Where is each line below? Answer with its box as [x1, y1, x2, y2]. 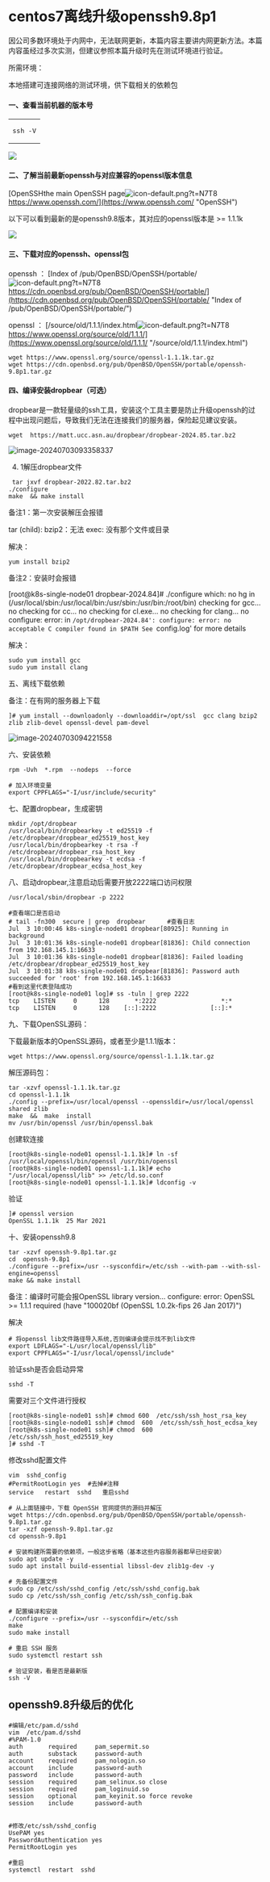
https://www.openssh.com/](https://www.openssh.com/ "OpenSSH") [8, 197, 238, 207]
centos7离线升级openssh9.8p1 [8, 7, 217, 26]
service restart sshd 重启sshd [8, 1488, 129, 1496]
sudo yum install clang [8, 663, 89, 671]
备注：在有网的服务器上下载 [8, 695, 101, 705]
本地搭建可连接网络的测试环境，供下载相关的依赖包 [8, 80, 178, 90]
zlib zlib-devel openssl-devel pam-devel [8, 719, 150, 727]
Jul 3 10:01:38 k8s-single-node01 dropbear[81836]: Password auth [8, 966, 240, 975]
